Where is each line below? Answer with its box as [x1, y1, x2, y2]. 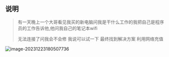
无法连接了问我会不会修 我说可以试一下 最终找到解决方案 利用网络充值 [17, 35, 163, 41]
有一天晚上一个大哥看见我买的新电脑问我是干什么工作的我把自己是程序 [17, 19, 164, 25]
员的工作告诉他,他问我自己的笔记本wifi [17, 25, 98, 31]
